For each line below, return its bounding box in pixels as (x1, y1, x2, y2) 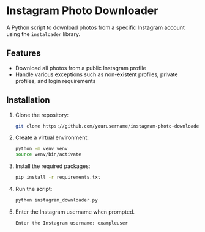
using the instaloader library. (6, 30, 81, 37)
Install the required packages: (15, 162, 91, 170)
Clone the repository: (15, 111, 69, 118)
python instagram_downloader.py (15, 197, 98, 203)
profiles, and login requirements (15, 77, 96, 84)
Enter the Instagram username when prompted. (15, 208, 135, 216)
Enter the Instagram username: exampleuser (15, 220, 129, 226)
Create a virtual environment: (15, 134, 89, 141)
